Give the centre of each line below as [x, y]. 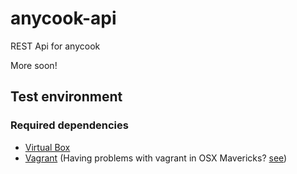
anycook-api [63, 18]
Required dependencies [69, 125]
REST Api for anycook [55, 46]
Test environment [66, 97]
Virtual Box [47, 147]
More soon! [34, 65]
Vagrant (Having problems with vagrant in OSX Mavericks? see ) [156, 158]
